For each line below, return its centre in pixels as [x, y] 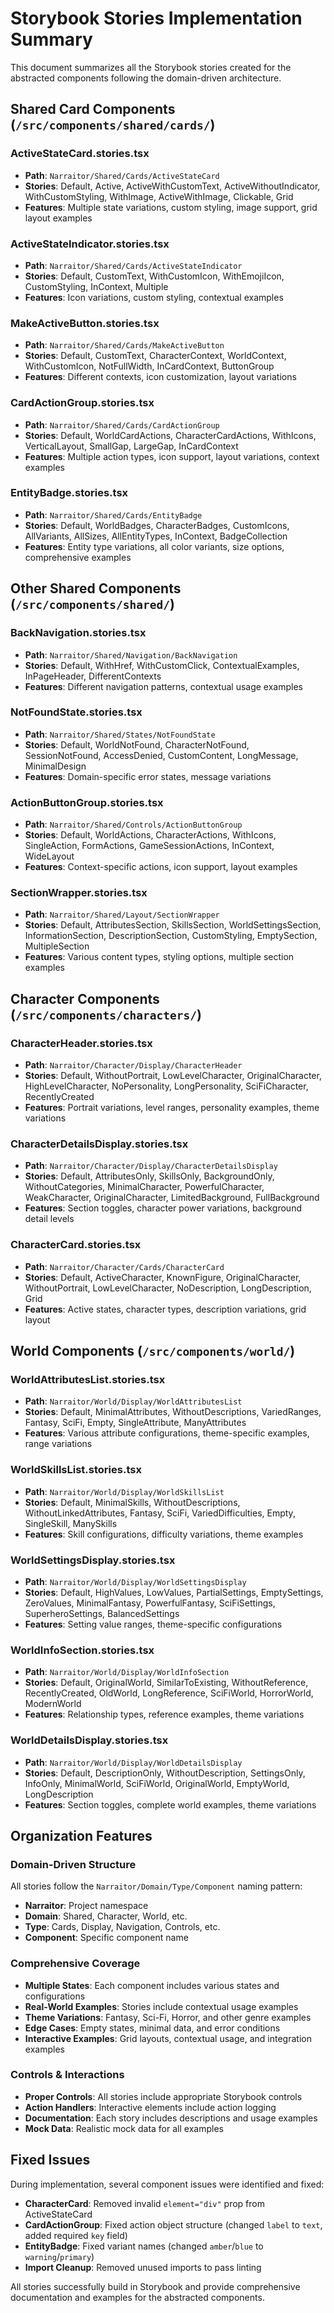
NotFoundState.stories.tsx [76, 712]
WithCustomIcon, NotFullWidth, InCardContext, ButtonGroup [149, 366]
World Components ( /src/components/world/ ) [153, 1351]
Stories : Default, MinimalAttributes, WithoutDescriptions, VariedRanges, [173, 1412]
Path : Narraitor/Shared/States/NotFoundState [120, 734]
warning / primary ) [59, 2256]
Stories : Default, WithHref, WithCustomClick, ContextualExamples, [162, 665]
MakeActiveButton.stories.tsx [85, 323]
